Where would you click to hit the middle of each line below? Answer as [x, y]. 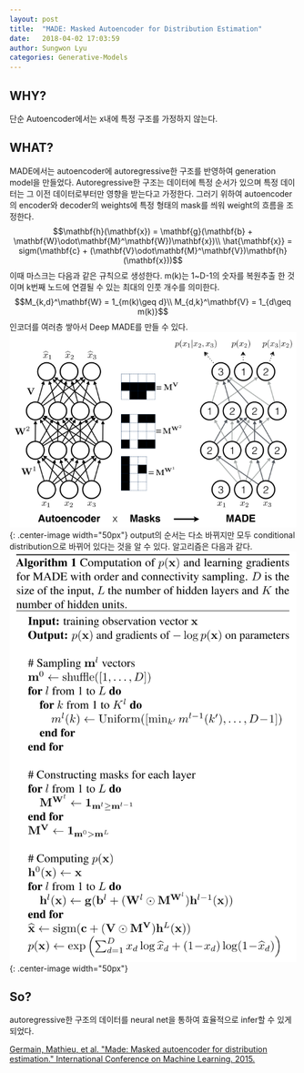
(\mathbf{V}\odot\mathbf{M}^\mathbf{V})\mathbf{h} [189, 250]
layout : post [34, 19]
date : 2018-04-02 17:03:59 [65, 38]
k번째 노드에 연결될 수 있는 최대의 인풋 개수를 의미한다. [123, 287]
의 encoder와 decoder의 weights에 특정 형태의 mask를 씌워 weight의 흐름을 [147, 205]
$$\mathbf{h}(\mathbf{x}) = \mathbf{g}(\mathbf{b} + [153, 231]
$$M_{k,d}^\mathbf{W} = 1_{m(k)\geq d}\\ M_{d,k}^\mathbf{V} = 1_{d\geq [153, 301]
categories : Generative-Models [69, 58]
